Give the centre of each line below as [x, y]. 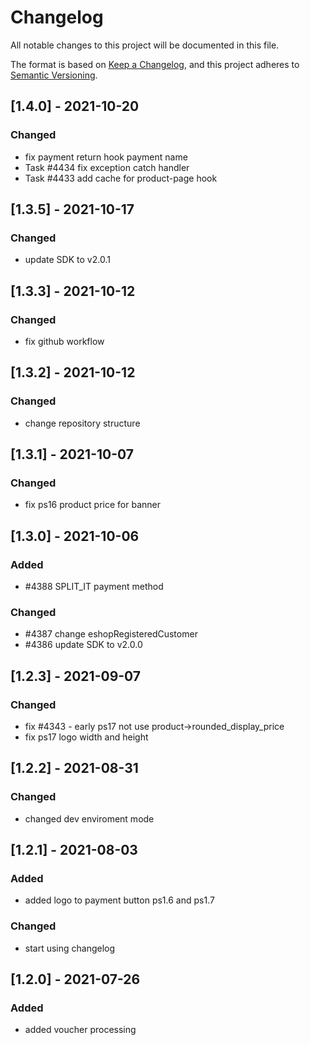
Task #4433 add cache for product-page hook [121, 178]
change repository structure [82, 423]
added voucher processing [80, 1030]
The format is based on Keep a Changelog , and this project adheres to [155, 64]
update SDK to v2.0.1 [67, 260]
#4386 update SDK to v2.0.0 [83, 645]
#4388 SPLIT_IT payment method [94, 587]
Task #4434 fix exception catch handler [107, 167]
